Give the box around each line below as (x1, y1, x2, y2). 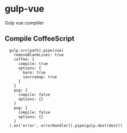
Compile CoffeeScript (5, 34, 74, 43)
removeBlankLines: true (14, 52, 64, 57)
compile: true (18, 61, 49, 66)
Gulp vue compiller (5, 20, 44, 26)
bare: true (23, 70, 46, 75)
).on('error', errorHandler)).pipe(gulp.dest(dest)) (9, 123, 123, 128)
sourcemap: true (23, 74, 57, 79)
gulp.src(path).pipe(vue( (9, 48, 64, 53)
